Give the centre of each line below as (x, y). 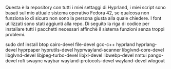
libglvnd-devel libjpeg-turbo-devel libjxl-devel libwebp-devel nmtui (76, 55)
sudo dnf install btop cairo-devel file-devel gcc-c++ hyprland (70, 44)
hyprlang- (146, 44)
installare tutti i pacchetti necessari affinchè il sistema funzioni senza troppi (85, 29)
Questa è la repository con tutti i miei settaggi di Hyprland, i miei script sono (85, 7)
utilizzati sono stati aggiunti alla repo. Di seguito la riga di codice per (78, 24)
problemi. (15, 34)
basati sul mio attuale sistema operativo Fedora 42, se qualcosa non (77, 13)
